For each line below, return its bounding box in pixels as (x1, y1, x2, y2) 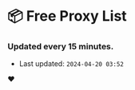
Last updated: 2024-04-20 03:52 (18, 59, 125, 68)
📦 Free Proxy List (7, 7, 127, 25)
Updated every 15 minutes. (7, 41, 114, 53)
